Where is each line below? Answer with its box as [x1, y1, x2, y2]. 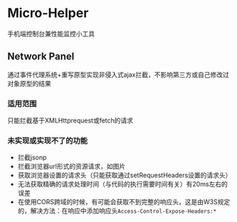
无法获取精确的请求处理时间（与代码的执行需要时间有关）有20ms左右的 [17, 180, 228, 189]
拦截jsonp [17, 153, 47, 162]
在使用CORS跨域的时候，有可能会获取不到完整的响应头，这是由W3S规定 [17, 198, 231, 206]
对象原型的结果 [7, 79, 51, 88]
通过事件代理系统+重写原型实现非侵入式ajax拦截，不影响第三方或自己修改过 [7, 70, 230, 79]
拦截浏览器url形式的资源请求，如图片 [17, 162, 126, 171]
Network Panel [7, 51, 75, 63]
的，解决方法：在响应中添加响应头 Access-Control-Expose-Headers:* [17, 206, 217, 215]
